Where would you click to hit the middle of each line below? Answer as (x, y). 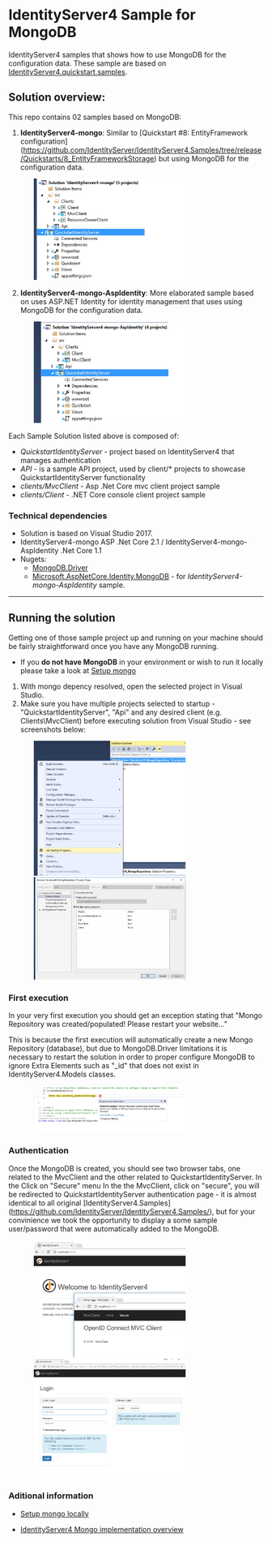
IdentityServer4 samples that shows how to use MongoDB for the (117, 54)
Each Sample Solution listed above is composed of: (94, 436)
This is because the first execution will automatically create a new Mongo (131, 1039)
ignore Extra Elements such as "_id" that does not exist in (104, 1065)
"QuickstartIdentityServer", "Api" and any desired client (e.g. (121, 712)
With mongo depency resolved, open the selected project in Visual (131, 686)
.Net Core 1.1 (81, 551)
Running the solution (62, 618)
